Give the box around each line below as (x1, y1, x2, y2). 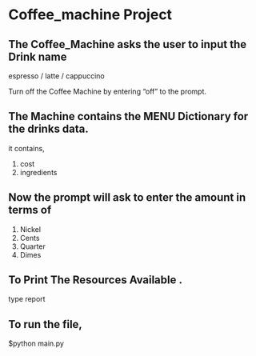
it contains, (8, 143, 46, 153)
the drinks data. (8, 122, 90, 136)
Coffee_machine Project (8, 6, 173, 24)
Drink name (8, 50, 67, 63)
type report (8, 294, 46, 304)
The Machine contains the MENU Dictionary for (8, 110, 249, 123)
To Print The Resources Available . (8, 274, 182, 287)
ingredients (19, 167, 58, 177)
